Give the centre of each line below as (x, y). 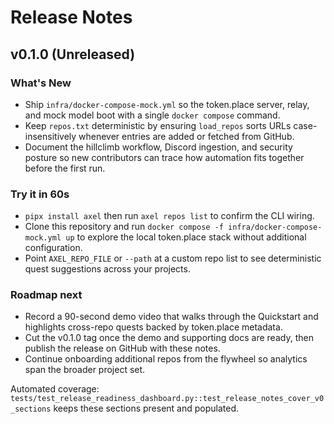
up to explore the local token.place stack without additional (186, 237)
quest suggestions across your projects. (107, 269)
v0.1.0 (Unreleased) (73, 54)
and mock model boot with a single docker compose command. (152, 115)
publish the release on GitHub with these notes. (122, 348)
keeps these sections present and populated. (146, 408)
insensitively (50, 136)
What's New (41, 83)
